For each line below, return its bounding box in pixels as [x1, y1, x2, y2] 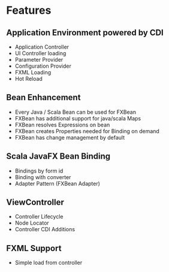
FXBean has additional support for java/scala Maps [14, 114, 141, 122]
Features [6, 4, 52, 17]
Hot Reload [14, 75, 43, 82]
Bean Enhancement [6, 92, 81, 102]
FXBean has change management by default [14, 134, 125, 141]
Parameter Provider [14, 56, 64, 63]
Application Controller [14, 43, 70, 50]
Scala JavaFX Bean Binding [6, 151, 111, 162]
